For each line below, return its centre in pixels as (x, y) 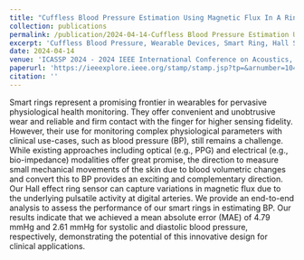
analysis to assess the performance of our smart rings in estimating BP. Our (150, 208)
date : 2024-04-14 (42, 51)
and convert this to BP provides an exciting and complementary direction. (146, 179)
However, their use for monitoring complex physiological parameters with (146, 131)
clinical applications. (47, 246)
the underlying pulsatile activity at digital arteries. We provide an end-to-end (152, 198)
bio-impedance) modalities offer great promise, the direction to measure (144, 160)
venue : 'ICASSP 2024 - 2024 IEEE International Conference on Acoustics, (152, 60)
